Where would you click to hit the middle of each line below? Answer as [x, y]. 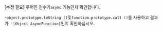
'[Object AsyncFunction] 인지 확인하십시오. [53, 23]
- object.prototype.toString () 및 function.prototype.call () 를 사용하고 [77, 17]
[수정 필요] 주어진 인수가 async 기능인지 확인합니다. [53, 7]
